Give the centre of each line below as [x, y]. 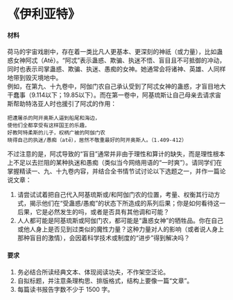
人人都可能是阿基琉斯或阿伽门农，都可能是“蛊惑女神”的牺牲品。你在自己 [120, 221]
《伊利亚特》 [44, 14]
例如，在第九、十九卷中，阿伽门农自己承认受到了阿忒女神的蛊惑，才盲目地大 [116, 87]
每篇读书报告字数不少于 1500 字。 [66, 289]
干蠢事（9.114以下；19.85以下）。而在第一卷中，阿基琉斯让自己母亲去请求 [111, 95]
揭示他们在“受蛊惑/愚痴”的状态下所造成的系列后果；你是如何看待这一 [128, 203]
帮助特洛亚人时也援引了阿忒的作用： [64, 104]
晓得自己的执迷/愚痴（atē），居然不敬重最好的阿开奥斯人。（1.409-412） [97, 140]
